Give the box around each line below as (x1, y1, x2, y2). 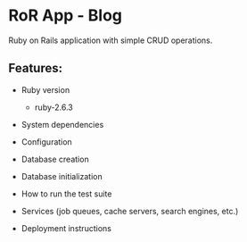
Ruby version (21, 84, 70, 95)
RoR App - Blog (8, 5, 122, 26)
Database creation (21, 154, 90, 164)
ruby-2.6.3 (34, 102, 73, 113)
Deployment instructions (21, 222, 112, 233)
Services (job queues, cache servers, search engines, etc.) (21, 205, 239, 216)
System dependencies (21, 119, 104, 129)
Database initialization (21, 171, 103, 181)
